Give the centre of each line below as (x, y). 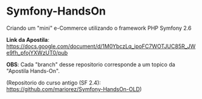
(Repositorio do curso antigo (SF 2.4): (54, 83)
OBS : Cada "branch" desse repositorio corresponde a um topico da (91, 64)
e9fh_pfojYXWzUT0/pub (37, 52)
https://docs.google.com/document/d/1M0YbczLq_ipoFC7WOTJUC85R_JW (101, 46)
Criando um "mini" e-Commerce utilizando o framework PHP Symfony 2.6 (99, 28)
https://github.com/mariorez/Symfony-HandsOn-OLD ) (74, 89)
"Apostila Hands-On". (33, 70)
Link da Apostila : (28, 39)
